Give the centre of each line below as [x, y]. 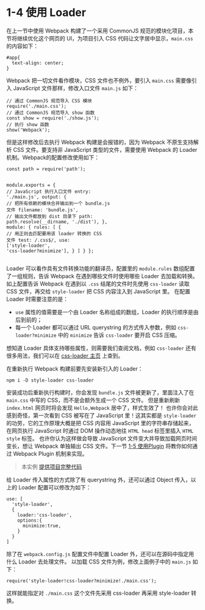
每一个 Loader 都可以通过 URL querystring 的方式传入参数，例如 [96, 327]
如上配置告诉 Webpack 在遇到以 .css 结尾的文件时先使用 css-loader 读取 [98, 284]
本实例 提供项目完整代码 [52, 467]
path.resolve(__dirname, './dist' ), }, [57, 222]
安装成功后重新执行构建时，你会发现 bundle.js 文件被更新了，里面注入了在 [100, 392]
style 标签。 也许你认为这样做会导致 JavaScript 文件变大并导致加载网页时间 [102, 438]
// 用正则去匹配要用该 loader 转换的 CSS [54, 233]
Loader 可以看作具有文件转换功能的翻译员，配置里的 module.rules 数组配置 [101, 268]
